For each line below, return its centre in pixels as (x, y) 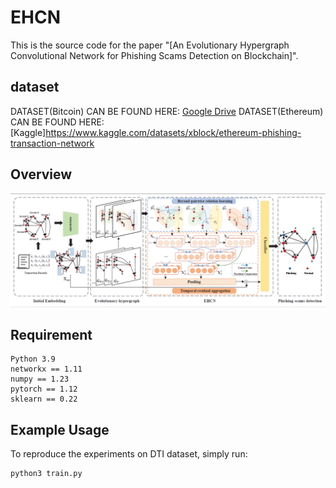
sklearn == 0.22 (44, 399)
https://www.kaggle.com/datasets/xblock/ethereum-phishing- (173, 132)
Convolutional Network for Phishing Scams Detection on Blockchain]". (154, 55)
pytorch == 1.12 (44, 389)
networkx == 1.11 (46, 369)
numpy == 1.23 (40, 379)
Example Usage (60, 429)
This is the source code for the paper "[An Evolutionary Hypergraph (150, 45)
